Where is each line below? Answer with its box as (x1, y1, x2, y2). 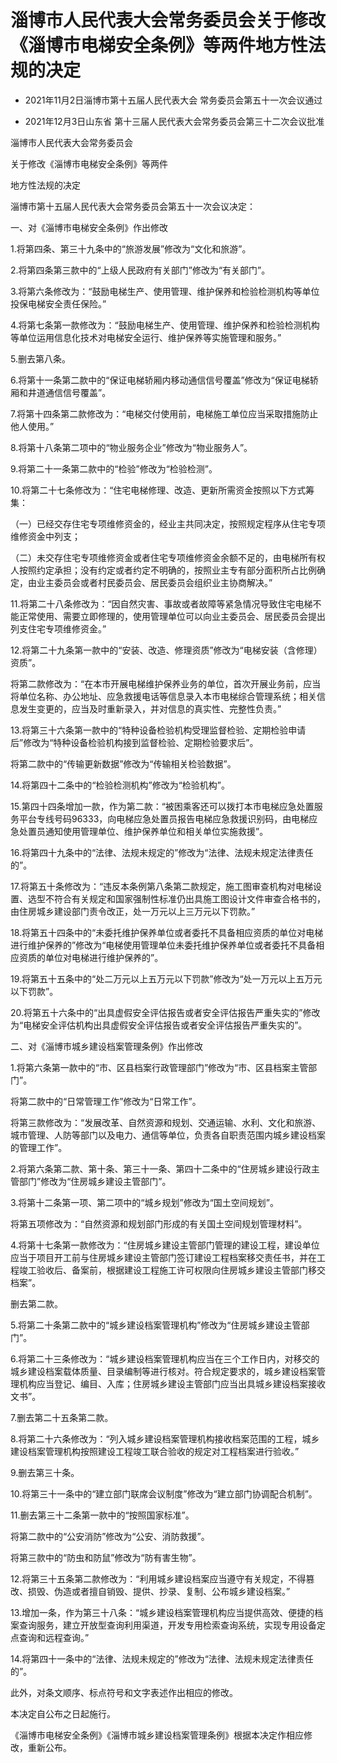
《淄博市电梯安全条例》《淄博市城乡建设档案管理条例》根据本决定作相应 (10, 1729, 304, 1741)
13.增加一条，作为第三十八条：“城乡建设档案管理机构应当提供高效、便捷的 (10, 1606, 315, 1618)
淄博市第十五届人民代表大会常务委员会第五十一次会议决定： (10, 200, 256, 212)
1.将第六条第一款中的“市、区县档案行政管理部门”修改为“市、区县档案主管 (10, 1061, 309, 1073)
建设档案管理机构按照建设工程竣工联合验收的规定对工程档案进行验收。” (10, 1445, 300, 1457)
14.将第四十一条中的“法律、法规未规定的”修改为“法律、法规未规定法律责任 (10, 1652, 314, 1665)
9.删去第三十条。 (10, 1466, 80, 1478)
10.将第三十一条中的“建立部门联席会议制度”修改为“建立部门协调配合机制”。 (10, 1487, 318, 1500)
